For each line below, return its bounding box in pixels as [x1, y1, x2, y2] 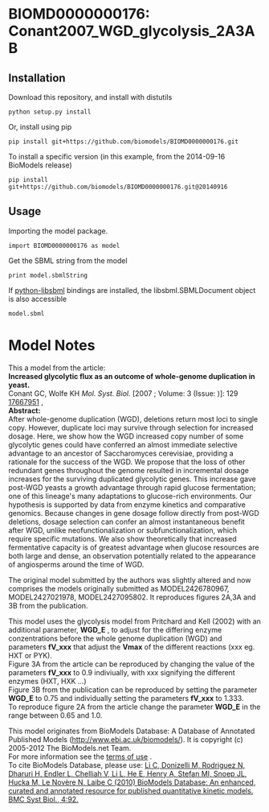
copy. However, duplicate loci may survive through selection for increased [8, 422, 254, 432]
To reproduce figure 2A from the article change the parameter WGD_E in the [8, 702, 261, 711]
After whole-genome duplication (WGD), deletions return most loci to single [8, 414, 259, 423]
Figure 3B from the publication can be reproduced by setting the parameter [8, 685, 258, 695]
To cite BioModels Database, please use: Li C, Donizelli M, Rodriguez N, [8, 760, 246, 769]
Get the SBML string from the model [8, 255, 128, 266]
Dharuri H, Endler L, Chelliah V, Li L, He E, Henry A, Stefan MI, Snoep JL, [8, 769, 247, 778]
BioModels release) [8, 160, 72, 170]
